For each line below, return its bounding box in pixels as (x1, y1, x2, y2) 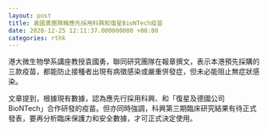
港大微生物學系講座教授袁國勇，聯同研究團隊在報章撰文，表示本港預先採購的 (8, 57, 260, 66)
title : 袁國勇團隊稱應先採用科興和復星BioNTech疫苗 (8, 19, 164, 27)
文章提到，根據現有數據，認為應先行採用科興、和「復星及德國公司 (8, 93, 225, 104)
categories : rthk (8, 33, 66, 42)
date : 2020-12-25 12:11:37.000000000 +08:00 (8, 26, 159, 34)
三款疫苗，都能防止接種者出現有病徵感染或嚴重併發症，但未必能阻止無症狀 (8, 67, 253, 77)
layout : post (8, 11, 52, 20)
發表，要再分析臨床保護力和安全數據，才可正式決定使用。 (8, 113, 197, 124)
